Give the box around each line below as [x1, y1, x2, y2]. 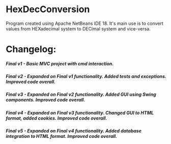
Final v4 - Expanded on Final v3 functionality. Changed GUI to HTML [6, 110, 154, 116]
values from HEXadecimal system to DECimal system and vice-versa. [6, 25, 151, 31]
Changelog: [6, 44, 56, 55]
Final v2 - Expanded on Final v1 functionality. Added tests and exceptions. [6, 74, 167, 80]
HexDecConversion [6, 4, 90, 15]
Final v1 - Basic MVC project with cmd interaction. [6, 60, 114, 66]
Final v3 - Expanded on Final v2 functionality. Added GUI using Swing [6, 91, 157, 97]
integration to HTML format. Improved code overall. [6, 133, 118, 139]
